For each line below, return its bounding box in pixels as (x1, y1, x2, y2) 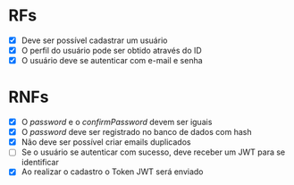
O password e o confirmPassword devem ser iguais (21, 117, 213, 128)
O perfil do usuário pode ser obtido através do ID (21, 46, 202, 55)
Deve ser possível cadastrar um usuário (21, 35, 168, 46)
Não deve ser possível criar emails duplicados (21, 137, 191, 147)
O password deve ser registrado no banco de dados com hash (21, 127, 252, 138)
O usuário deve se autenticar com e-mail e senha (21, 55, 203, 66)
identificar (21, 157, 60, 168)
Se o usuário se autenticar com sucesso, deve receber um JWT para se (21, 147, 286, 157)
